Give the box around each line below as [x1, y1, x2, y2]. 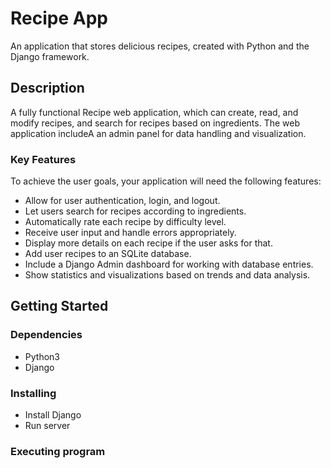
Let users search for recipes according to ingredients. [24, 205, 247, 217]
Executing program [10, 444, 106, 458]
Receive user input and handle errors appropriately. [24, 227, 237, 239]
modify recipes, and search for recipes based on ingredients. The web [10, 117, 300, 129]
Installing [10, 386, 57, 400]
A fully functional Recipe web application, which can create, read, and [10, 106, 299, 118]
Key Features [10, 152, 77, 166]
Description [10, 80, 85, 97]
